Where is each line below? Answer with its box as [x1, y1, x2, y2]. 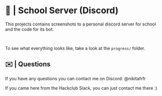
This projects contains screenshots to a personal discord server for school [5, 21, 156, 27]
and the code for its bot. [5, 26, 54, 32]
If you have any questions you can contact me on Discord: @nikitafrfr [5, 75, 146, 81]
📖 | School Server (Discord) [5, 5, 119, 16]
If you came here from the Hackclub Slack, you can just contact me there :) [5, 85, 158, 91]
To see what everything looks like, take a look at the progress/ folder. [5, 45, 145, 51]
